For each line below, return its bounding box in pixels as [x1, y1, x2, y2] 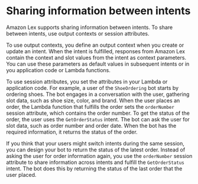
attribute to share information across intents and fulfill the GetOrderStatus [6, 159, 184, 166]
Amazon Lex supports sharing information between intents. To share [6, 24, 173, 31]
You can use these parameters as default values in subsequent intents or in [6, 60, 190, 67]
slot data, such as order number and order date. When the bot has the [6, 122, 177, 129]
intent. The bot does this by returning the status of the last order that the [6, 164, 183, 172]
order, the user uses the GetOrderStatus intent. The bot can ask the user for [6, 115, 190, 122]
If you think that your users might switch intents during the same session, [6, 140, 185, 147]
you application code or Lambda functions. [6, 66, 111, 73]
